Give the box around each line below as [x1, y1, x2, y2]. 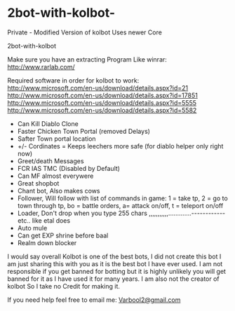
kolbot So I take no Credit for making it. [7, 282, 121, 290]
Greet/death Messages [17, 156, 84, 165]
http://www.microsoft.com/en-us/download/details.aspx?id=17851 [7, 91, 198, 99]
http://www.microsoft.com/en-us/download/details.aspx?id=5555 [7, 98, 197, 106]
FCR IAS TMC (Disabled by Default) [17, 164, 121, 172]
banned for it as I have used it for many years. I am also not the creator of [7, 275, 220, 283]
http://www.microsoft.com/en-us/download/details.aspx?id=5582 [7, 106, 197, 114]
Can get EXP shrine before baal [17, 231, 109, 240]
